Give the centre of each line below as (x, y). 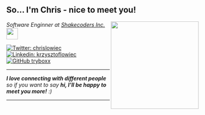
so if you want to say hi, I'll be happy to (56, 85)
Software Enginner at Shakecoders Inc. (56, 24)
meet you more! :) (29, 91)
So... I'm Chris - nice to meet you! (71, 10)
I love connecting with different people (56, 78)
